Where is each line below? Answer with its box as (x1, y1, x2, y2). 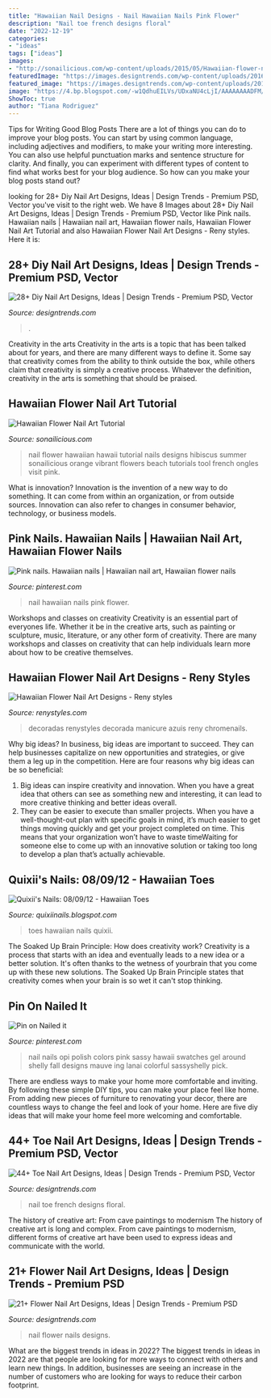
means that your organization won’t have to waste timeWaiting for (19, 832, 239, 842)
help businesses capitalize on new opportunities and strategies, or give (8, 748, 245, 757)
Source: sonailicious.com (8, 434, 93, 443)
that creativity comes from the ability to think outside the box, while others (8, 356, 256, 366)
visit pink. (27, 467, 60, 477)
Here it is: (8, 235, 40, 244)
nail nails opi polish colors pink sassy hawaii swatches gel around (27, 1053, 246, 1061)
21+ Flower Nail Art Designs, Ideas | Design (8, 1265, 230, 1278)
